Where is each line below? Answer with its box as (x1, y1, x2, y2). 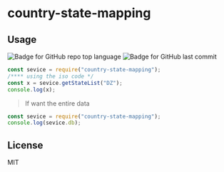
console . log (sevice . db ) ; (7, 119, 81, 126)
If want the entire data (24, 98, 91, 108)
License (7, 139, 44, 151)
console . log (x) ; (7, 86, 56, 93)
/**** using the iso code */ (7, 73, 94, 80)
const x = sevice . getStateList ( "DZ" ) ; (7, 79, 123, 86)
